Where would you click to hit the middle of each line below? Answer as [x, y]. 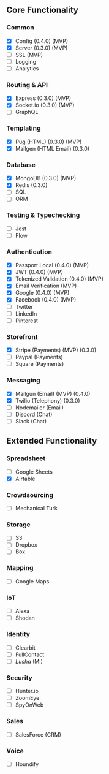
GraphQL [27, 112]
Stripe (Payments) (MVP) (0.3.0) [56, 350]
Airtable [25, 479]
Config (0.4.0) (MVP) [42, 41]
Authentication [29, 252]
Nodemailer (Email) [39, 408]
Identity [18, 634]
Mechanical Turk [36, 508]
